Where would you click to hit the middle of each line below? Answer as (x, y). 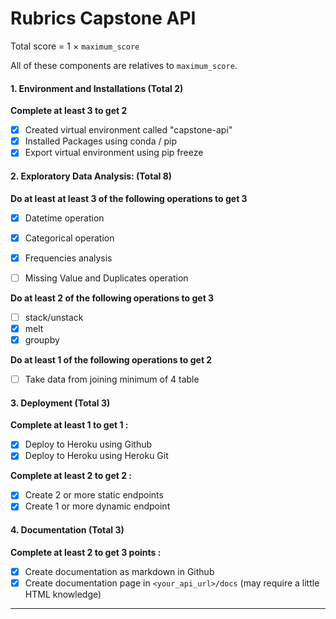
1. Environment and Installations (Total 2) (97, 88)
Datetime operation (64, 218)
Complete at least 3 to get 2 (69, 111)
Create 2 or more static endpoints (94, 495)
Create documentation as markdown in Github (119, 571)
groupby (42, 339)
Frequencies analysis (68, 258)
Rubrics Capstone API (103, 18)
